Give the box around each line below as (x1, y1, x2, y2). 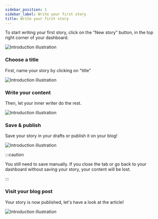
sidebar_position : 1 (5, 7, 47, 12)
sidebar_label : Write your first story (5, 12, 87, 17)
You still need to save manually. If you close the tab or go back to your (5, 161, 147, 167)
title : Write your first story (5, 16, 69, 21)
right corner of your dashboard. (5, 35, 69, 40)
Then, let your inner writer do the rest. (5, 100, 82, 106)
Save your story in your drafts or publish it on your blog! (5, 133, 117, 139)
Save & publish (5, 121, 41, 128)
